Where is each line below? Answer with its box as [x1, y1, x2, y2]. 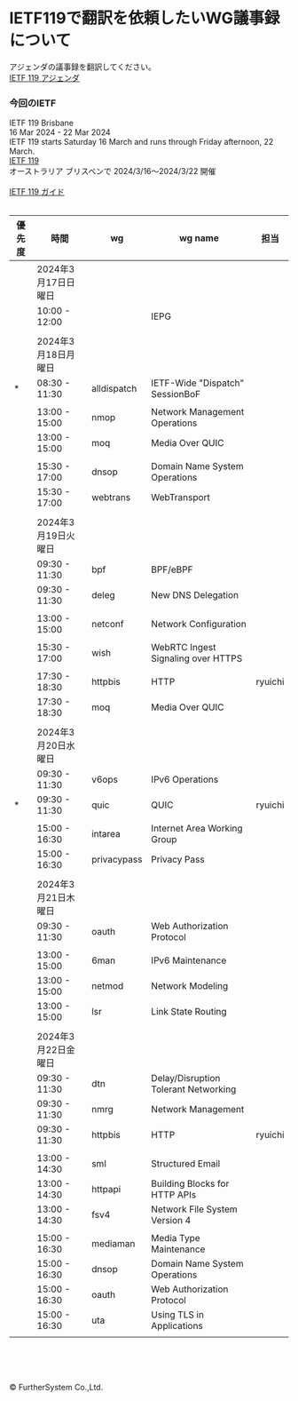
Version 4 [150, 1214, 192, 1227]
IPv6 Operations [150, 774, 219, 786]
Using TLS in [150, 1309, 204, 1321]
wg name [178, 232, 219, 244]
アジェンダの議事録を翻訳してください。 [9, 61, 157, 72]
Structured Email [150, 1158, 221, 1170]
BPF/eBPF [150, 563, 193, 576]
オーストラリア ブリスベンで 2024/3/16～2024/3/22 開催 [9, 166, 216, 177]
